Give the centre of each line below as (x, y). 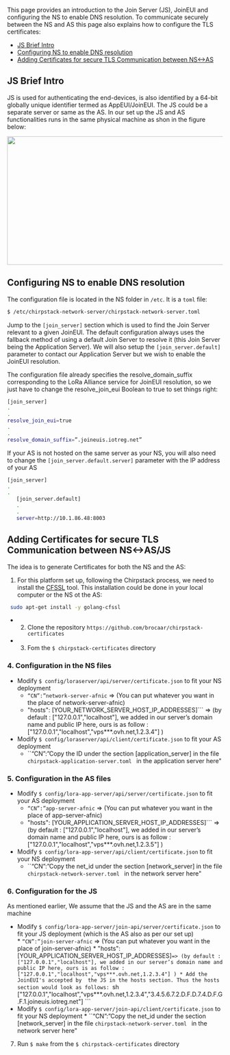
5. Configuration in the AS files (59, 778)
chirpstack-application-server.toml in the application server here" (124, 760)
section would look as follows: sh (68, 987)
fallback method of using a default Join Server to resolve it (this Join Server (114, 339)
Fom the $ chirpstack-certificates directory (91, 648)
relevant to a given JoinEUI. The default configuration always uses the (106, 332)
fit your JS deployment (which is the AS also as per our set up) (105, 934)
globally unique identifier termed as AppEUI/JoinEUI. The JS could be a (107, 105)
